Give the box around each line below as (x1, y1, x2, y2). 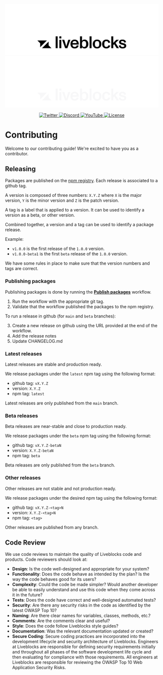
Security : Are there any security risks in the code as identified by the (12, 602, 151, 608)
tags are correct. (5, 266, 39, 272)
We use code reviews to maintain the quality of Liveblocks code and (5, 551, 142, 557)
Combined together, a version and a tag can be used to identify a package (5, 222, 154, 228)
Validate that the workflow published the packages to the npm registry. (12, 303, 154, 309)
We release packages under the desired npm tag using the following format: (5, 495, 158, 501)
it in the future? (12, 592, 43, 598)
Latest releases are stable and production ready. (5, 361, 102, 367)
